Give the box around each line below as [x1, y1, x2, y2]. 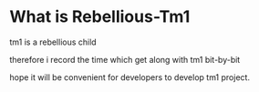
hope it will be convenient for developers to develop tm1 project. [9, 71, 251, 83]
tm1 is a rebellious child [9, 36, 98, 47]
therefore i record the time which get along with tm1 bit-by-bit [9, 54, 241, 65]
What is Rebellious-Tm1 [9, 6, 191, 27]
